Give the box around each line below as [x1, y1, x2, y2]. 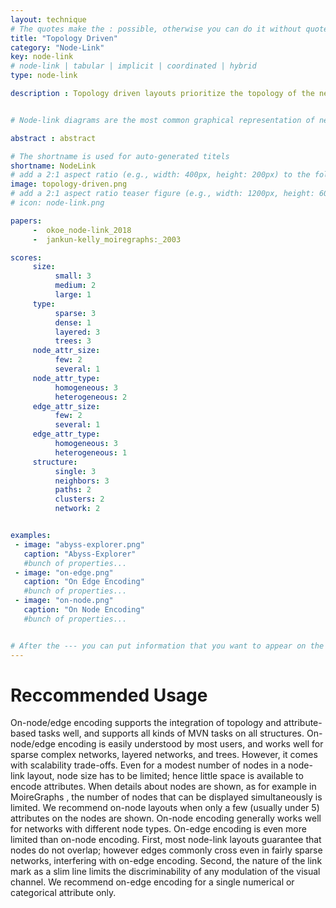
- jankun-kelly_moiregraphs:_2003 [32, 234, 182, 245]
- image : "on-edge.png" [14, 567, 114, 578]
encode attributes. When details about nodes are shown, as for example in [10, 781, 317, 793]
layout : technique [10, 14, 87, 25]
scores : [10, 252, 43, 263]
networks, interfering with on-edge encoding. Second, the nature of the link [10, 855, 323, 867]
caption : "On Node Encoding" [23, 605, 145, 615]
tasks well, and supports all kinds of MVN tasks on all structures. [38, 727, 305, 740]
